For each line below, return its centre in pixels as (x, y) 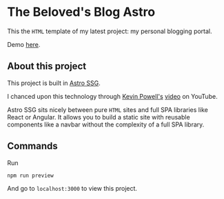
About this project (47, 66)
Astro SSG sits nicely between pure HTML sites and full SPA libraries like (108, 110)
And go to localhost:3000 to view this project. (72, 188)
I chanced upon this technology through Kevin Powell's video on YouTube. (113, 96)
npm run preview (30, 176)
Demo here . (24, 44)
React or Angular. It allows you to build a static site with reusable (99, 117)
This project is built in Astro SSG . (54, 83)
